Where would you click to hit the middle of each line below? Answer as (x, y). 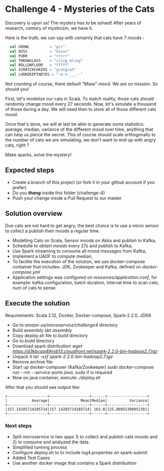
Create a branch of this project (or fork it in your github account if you (83, 182)
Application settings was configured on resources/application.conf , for (85, 277)
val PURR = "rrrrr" (40, 56)
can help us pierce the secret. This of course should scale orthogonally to (81, 135)
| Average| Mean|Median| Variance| (77, 400)
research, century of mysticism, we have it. (49, 28)
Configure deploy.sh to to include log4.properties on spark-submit (80, 452)
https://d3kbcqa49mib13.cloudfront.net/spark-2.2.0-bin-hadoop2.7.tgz (85, 351)
